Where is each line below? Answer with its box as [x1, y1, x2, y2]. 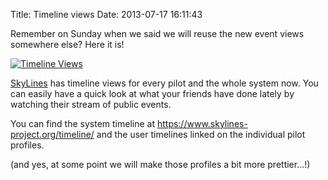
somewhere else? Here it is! [10, 39, 125, 50]
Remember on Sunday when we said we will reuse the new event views [10, 28, 305, 39]
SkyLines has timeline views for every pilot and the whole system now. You [10, 77, 319, 89]
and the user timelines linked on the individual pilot [96, 129, 306, 140]
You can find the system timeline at [10, 118, 155, 129]
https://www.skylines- [156, 118, 248, 129]
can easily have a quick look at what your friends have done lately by [10, 88, 295, 99]
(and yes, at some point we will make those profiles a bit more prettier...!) [10, 159, 311, 170]
